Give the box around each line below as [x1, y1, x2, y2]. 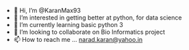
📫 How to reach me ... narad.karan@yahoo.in [13, 36, 143, 43]
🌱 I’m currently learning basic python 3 [13, 21, 123, 28]
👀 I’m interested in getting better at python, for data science [13, 14, 182, 22]
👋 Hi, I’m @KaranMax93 [13, 7, 81, 14]
